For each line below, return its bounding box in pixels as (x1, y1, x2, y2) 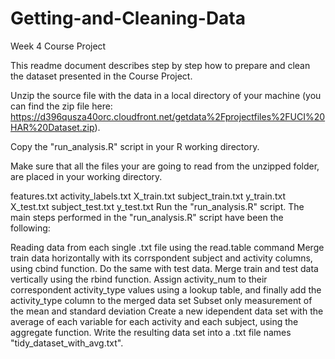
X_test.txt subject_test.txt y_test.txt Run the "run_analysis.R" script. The (10, 200, 305, 212)
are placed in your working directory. (10, 170, 163, 182)
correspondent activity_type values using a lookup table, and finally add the (10, 283, 322, 296)
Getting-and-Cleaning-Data (10, 7, 247, 30)
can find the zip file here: (10, 100, 113, 112)
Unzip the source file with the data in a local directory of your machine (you (10, 89, 322, 101)
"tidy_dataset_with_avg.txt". (10, 337, 124, 349)
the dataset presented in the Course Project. (10, 70, 193, 82)
